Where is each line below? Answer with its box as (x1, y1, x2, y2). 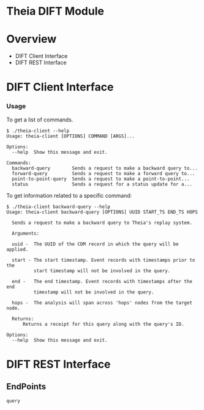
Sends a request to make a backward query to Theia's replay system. (12, 220, 192, 226)
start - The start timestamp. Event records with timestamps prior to (12, 257, 195, 263)
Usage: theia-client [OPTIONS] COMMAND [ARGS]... (6, 133, 136, 139)
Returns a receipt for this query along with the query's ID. (22, 321, 184, 327)
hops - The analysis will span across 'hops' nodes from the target (12, 300, 192, 306)
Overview (6, 32, 57, 46)
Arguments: (12, 230, 40, 236)
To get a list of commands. (6, 116, 73, 123)
